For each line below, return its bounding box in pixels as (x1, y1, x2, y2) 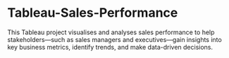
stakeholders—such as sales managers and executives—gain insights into (7, 35, 222, 43)
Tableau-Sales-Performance (7, 5, 178, 21)
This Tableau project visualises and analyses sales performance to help (7, 28, 215, 36)
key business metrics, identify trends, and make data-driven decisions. (7, 43, 213, 51)
